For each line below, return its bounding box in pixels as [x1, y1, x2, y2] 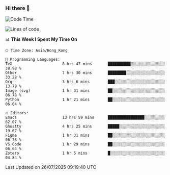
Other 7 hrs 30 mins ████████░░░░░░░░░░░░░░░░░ [5, 70, 165, 76]
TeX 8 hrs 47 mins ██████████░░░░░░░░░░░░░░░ [5, 61, 165, 67]
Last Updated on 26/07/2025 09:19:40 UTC [5, 164, 97, 170]
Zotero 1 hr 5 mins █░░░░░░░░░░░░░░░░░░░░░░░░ [5, 151, 165, 156]
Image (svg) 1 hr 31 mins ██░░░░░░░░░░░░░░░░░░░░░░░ [5, 88, 165, 93]
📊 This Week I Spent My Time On [5, 36, 77, 42]
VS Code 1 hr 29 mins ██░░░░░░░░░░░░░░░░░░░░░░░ [5, 142, 165, 147]
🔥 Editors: [5, 111, 29, 116]
